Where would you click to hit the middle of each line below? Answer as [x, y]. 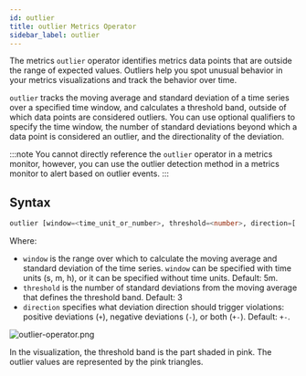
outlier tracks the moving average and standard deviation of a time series [149, 98]
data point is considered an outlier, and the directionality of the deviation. [147, 137]
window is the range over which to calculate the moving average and [150, 259]
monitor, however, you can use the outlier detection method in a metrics [145, 164]
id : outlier [32, 18]
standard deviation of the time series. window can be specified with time [157, 268]
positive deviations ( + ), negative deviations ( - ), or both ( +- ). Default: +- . [156, 317]
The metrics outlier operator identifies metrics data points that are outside [151, 61]
